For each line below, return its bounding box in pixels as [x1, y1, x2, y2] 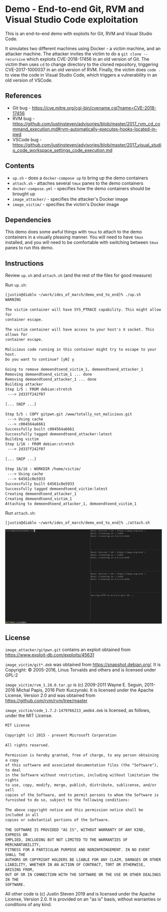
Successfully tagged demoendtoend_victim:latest [5, 486, 108, 491]
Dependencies [5, 216, 51, 224]
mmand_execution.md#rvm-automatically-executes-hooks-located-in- [12, 126, 158, 132]
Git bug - [12, 105, 31, 111]
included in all [5, 812, 39, 817]
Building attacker [5, 382, 43, 387]
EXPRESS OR [5, 832, 28, 837]
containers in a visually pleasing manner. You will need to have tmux [5, 234, 144, 240]
